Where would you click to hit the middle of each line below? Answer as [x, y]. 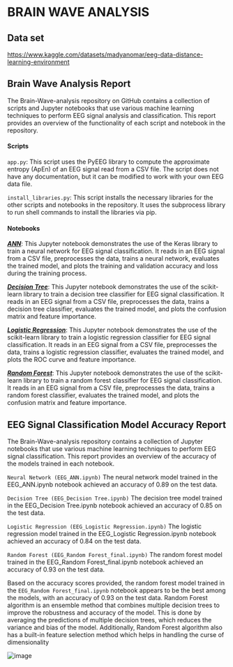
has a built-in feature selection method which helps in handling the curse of [116, 635]
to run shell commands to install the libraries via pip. [82, 213]
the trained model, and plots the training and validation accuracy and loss [113, 266]
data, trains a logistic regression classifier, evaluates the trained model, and [116, 352]
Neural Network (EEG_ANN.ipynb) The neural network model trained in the [113, 477]
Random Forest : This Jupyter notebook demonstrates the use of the [105, 373]
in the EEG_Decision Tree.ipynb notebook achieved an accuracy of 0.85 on [114, 505]
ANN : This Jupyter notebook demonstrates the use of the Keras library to [113, 244]
